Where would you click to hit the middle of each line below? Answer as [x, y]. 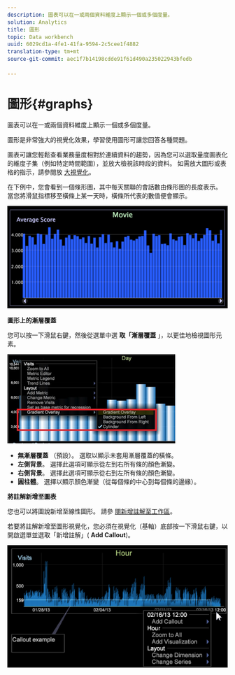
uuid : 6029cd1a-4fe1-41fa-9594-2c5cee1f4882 [73, 44]
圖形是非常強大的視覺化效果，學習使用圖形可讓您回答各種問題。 [99, 139]
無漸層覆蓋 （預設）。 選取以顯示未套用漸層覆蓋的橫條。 [97, 455]
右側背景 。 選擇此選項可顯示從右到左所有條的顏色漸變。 [98, 473]
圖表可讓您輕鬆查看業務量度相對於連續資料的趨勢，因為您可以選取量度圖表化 [117, 155]
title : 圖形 [23, 29]
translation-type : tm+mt [43, 52]
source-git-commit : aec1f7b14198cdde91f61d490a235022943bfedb [100, 59]
